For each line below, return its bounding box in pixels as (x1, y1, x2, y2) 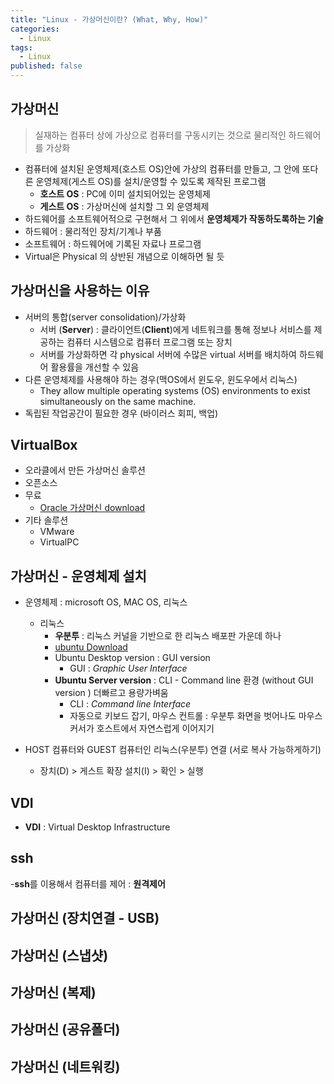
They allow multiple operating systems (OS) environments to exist (39, 384, 311, 396)
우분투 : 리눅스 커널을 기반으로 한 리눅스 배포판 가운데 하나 (54, 630, 282, 642)
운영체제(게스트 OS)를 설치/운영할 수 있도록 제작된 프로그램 (35, 175, 267, 187)
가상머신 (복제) (10, 984, 97, 1001)
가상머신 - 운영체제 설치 (10, 567, 147, 585)
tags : (10, 42, 33, 53)
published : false (10, 61, 83, 71)
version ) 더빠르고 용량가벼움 (54, 687, 169, 699)
